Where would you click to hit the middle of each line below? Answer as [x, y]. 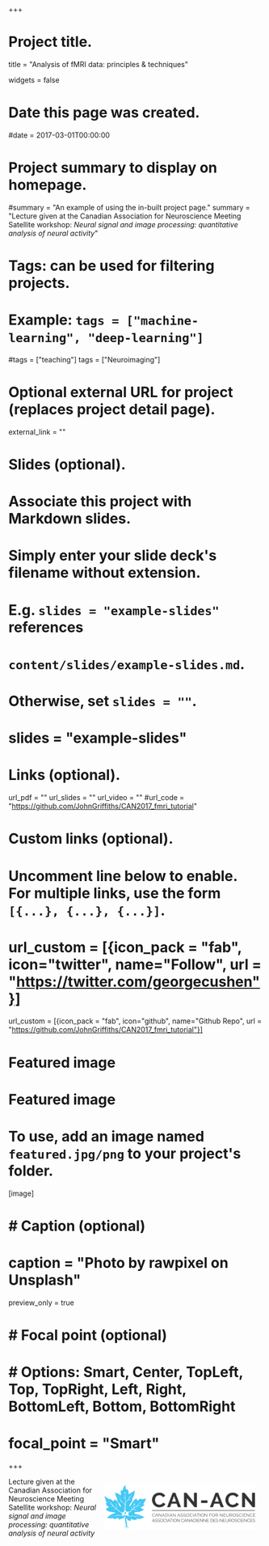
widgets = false [34, 80]
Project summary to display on [113, 168]
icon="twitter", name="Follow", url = [135, 964]
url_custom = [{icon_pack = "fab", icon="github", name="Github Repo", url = [135, 1021]
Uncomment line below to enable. [123, 876]
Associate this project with [100, 502]
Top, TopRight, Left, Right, [98, 1389]
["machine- [163, 321]
